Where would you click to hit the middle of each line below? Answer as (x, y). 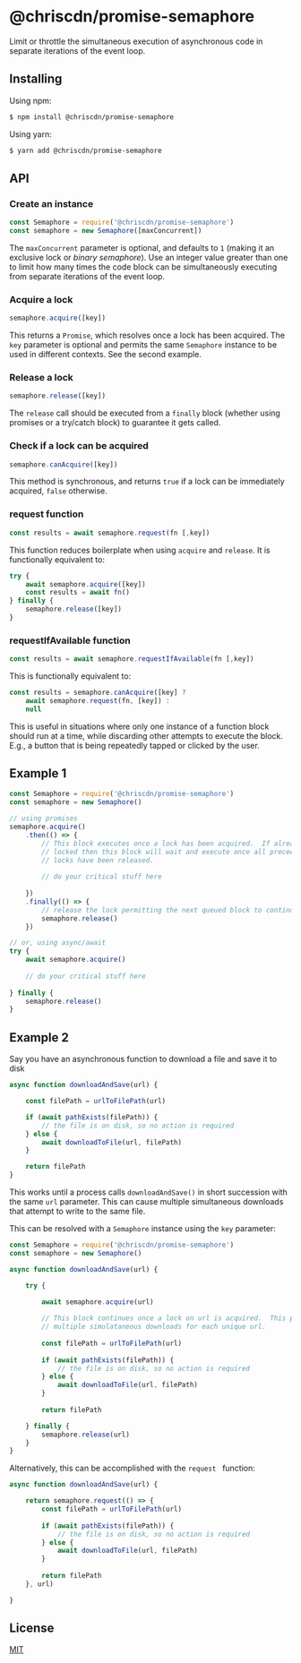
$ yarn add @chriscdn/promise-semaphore (86, 150)
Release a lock (41, 378)
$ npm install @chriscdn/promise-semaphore (92, 117)
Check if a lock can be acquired (79, 446)
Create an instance (52, 203)
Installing (36, 79)
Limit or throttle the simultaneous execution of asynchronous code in (136, 41)
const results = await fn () (77, 593)
